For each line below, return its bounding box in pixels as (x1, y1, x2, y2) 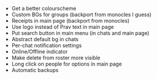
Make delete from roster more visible (11, 55, 101, 61)
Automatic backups (11, 67, 59, 73)
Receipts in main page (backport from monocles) (11, 17, 130, 24)
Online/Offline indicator (11, 48, 68, 55)
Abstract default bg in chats (11, 36, 79, 42)
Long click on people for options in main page (11, 60, 123, 67)
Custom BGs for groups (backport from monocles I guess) (11, 11, 152, 18)
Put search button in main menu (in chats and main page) (11, 30, 150, 37)
